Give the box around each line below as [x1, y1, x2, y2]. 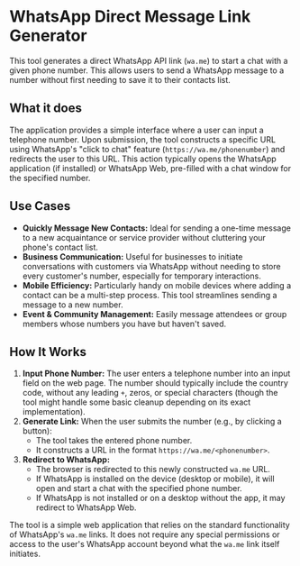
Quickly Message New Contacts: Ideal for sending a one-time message [22, 223, 291, 233]
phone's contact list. [22, 242, 99, 252]
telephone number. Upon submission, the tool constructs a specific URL [9, 133, 277, 145]
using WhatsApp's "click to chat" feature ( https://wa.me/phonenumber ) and [9, 143, 286, 154]
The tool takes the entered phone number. [35, 435, 193, 446]
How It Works [9, 344, 87, 360]
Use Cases [9, 198, 71, 214]
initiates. [9, 548, 41, 560]
